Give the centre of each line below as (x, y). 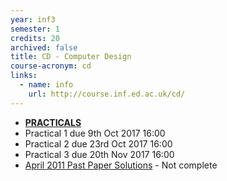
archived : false (44, 47)
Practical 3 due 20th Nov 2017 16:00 (99, 154)
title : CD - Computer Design (71, 57)
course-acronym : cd (51, 66)
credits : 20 (35, 38)
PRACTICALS (53, 122)
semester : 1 (35, 29)
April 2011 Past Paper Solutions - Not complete (121, 165)
